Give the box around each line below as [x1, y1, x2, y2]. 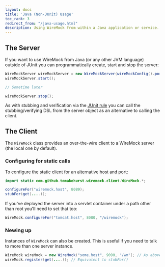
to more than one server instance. [5, 243, 74, 249]
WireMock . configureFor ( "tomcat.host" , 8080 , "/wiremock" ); [5, 215, 129, 220]
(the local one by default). [5, 145, 57, 151]
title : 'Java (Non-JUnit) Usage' [5, 12, 74, 17]
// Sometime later [5, 84, 43, 90]
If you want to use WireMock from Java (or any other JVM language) [5, 56, 144, 62]
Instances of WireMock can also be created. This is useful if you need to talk [5, 238, 157, 244]
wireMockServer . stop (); [5, 94, 54, 99]
